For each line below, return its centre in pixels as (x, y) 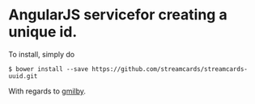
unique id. (43, 32)
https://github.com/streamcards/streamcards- (170, 69)
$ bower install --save (49, 69)
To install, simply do (42, 54)
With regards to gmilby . (47, 91)
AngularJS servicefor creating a (118, 15)
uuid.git (23, 76)
